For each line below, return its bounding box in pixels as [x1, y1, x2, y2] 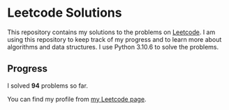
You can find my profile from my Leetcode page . [7, 95, 147, 103]
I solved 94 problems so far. [7, 81, 89, 90]
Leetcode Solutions [7, 5, 122, 21]
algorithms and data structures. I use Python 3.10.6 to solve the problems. [7, 42, 219, 51]
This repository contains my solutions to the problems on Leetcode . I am [7, 28, 216, 36]
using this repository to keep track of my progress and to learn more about [7, 35, 222, 43]
